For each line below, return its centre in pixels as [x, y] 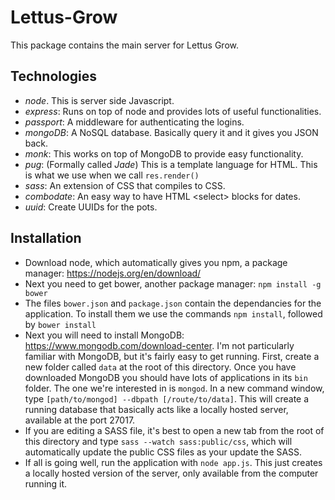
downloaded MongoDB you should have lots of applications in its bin [166, 377]
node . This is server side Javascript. [99, 100]
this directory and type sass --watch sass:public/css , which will [158, 441]
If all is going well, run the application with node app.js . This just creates [173, 462]
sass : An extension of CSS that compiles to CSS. [125, 185]
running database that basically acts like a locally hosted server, [156, 409]
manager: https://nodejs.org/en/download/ [113, 273]
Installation [46, 238]
